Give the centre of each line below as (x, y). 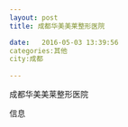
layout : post (34, 18)
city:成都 (26, 59)
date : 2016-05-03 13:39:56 (64, 42)
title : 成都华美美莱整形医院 (57, 26)
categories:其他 (38, 50)
